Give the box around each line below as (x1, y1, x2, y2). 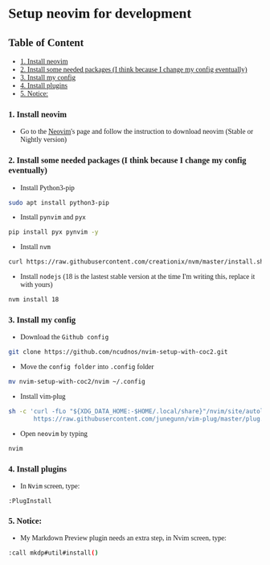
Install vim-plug (19, 393, 66, 401)
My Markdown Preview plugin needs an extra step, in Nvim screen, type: (19, 534, 227, 542)
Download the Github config (19, 333, 109, 342)
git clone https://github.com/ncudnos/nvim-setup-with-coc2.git (8, 348, 228, 356)
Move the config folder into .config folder (19, 363, 154, 372)
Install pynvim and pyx (19, 213, 86, 222)
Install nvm (19, 243, 51, 251)
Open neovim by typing (19, 429, 88, 438)
